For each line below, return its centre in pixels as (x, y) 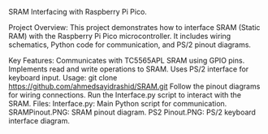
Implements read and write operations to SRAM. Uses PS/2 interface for (129, 69)
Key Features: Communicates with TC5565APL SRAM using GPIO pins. (127, 61)
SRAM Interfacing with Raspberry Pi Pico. (78, 12)
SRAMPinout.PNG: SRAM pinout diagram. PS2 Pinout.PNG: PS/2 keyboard (132, 112)
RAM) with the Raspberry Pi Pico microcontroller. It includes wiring (120, 36)
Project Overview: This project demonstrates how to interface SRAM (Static (134, 27)
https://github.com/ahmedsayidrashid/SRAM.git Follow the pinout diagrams (134, 86)
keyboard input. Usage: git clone (63, 78)
